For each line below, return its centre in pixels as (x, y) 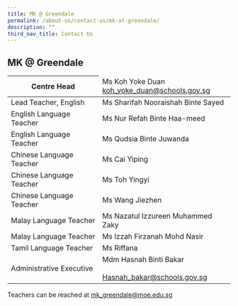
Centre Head (53, 86)
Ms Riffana (120, 248)
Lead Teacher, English (48, 102)
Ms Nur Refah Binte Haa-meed (154, 118)
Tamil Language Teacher (52, 248)
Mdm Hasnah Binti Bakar (143, 259)
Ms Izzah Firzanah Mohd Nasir (153, 236)
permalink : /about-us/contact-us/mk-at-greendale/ (84, 21)
